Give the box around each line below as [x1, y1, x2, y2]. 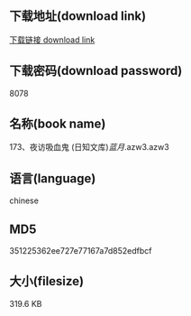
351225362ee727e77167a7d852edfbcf [9, 246, 152, 256]
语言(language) [9, 171, 96, 186]
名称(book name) [9, 116, 106, 132]
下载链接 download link [9, 34, 95, 45]
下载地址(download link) [9, 8, 147, 24]
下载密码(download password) [9, 63, 183, 79]
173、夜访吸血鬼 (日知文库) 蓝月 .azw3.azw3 [9, 142, 169, 153]
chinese [9, 195, 39, 206]
